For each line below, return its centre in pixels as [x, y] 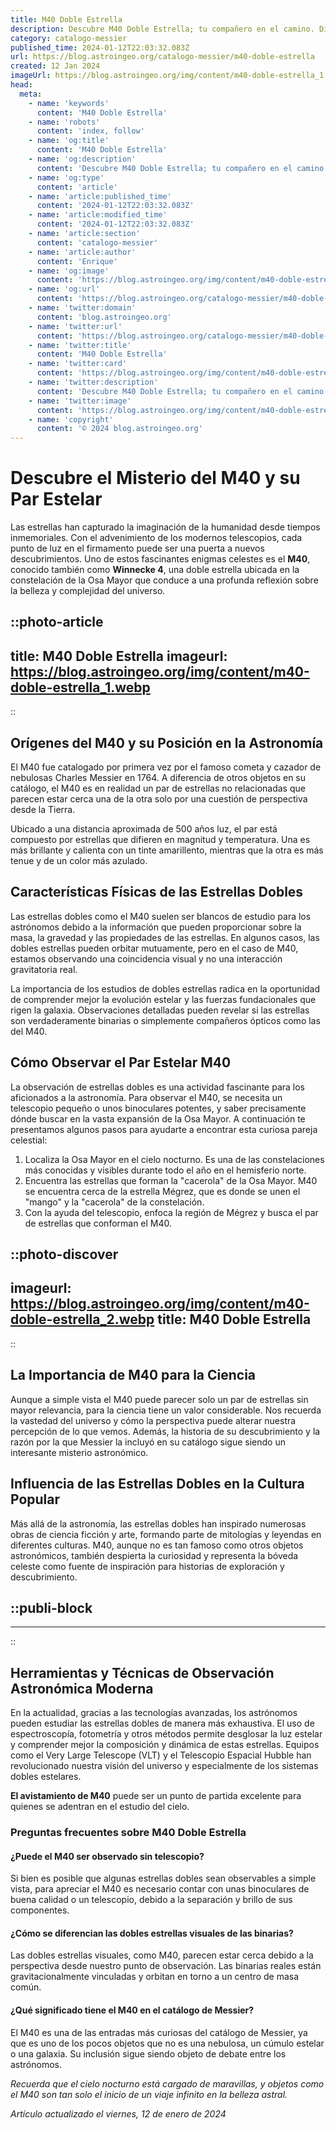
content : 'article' [77, 187]
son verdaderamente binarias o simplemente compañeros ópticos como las [165, 1020]
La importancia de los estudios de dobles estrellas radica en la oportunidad [165, 988]
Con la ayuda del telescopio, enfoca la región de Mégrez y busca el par [171, 1212]
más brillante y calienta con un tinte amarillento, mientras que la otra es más [167, 850]
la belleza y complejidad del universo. [88, 591]
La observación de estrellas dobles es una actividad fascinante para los [158, 1087]
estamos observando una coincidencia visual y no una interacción [146, 958]
